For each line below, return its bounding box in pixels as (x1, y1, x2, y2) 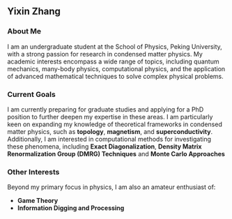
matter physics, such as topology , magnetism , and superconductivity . (7, 127, 213, 135)
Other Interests (7, 167, 60, 176)
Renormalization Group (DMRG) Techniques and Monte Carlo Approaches (7, 149, 225, 158)
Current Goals (7, 89, 56, 99)
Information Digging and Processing (17, 204, 125, 212)
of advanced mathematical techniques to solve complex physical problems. (7, 72, 224, 80)
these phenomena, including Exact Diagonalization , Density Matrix (7, 142, 202, 151)
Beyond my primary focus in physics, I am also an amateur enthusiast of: (7, 183, 216, 191)
